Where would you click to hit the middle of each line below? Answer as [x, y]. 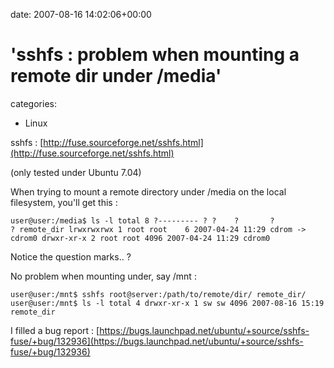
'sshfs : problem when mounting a [155, 55]
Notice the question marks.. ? [71, 256]
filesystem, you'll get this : [64, 202]
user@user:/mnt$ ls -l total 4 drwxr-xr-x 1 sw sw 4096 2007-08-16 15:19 [167, 303]
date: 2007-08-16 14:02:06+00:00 [81, 14]
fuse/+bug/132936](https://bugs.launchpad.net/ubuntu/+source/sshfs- [157, 341]
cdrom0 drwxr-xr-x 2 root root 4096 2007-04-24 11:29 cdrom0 [140, 238]
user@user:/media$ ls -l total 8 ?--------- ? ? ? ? [142, 220]
